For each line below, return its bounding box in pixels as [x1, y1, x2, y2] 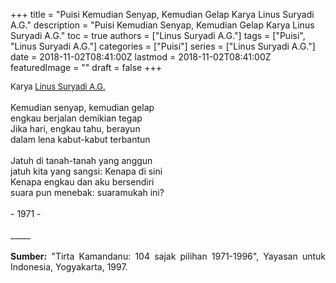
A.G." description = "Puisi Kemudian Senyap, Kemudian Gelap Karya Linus [10, 19, 315, 31]
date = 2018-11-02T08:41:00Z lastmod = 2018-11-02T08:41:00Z [10, 51, 272, 63]
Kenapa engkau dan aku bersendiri [10, 176, 155, 188]
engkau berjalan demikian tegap [10, 112, 143, 124]
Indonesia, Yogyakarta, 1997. [10, 261, 128, 273]
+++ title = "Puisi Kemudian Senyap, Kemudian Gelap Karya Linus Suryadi [10, 9, 315, 20]
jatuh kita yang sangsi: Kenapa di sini [10, 165, 163, 177]
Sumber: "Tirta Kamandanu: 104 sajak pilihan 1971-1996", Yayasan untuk [10, 250, 326, 262]
